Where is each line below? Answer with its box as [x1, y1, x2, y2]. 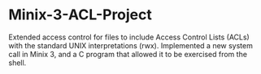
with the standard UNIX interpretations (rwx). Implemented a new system [8, 40, 254, 50]
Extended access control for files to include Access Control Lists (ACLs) [8, 32, 250, 42]
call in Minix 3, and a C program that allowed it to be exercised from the [8, 49, 248, 59]
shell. [8, 58, 27, 68]
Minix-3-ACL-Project [8, 6, 153, 24]
